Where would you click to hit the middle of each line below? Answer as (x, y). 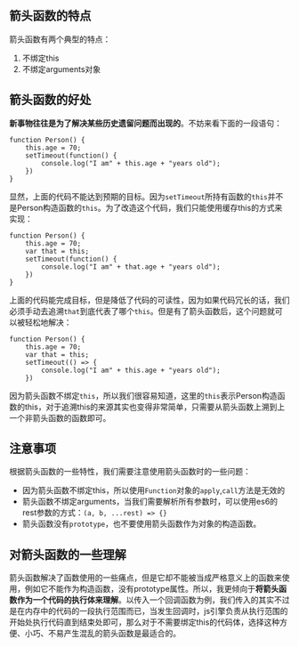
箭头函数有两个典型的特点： (60, 39)
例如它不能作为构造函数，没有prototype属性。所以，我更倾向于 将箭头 (152, 589)
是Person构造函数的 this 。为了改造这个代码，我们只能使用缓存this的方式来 (146, 207)
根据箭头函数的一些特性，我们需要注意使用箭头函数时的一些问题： (130, 472)
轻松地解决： (48, 322)
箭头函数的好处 (50, 100)
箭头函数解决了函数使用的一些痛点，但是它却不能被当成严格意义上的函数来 (145, 578)
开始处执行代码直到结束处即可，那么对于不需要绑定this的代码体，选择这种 (145, 622)
